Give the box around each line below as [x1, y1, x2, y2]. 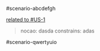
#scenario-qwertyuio [6, 39, 57, 45]
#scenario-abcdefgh [6, 5, 56, 12]
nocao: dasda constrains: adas [20, 27, 95, 34]
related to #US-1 [6, 16, 46, 23]
